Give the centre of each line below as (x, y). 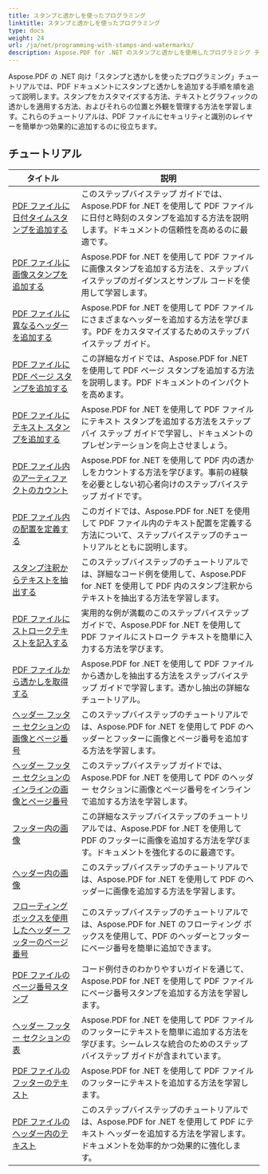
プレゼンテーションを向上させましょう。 (157, 445)
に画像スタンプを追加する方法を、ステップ (161, 268)
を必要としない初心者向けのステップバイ (157, 484)
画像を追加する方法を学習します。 (177, 891)
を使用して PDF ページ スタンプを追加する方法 (168, 370)
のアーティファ (40, 478)
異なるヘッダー (41, 326)
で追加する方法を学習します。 (137, 801)
